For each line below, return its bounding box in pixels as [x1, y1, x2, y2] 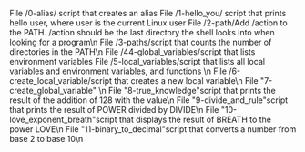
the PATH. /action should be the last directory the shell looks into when [9, 27, 275, 37]
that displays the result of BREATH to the [118, 114, 271, 125]
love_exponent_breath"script [9, 114, 117, 125]
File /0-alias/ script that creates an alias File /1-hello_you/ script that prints [9, 8, 287, 18]
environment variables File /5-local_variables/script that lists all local [9, 56, 266, 66]
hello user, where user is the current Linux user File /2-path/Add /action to [9, 17, 289, 28]
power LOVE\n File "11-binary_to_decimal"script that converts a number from [9, 124, 297, 135]
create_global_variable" [9, 86, 97, 96]
